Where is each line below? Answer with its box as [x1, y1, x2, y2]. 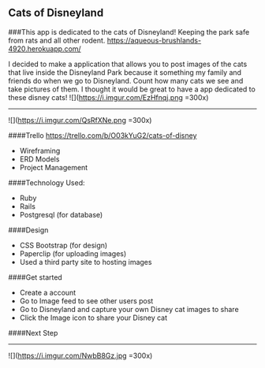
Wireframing [19, 146, 61, 155]
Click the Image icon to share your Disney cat [19, 313, 168, 322]
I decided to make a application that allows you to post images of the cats [8, 59, 248, 69]
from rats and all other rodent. [8, 35, 106, 45]
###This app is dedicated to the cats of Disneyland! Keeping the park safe [8, 27, 250, 36]
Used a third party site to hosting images [19, 257, 152, 266]
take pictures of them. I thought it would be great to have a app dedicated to [8, 84, 256, 94]
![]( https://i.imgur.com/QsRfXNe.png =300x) [8, 115, 152, 125]
